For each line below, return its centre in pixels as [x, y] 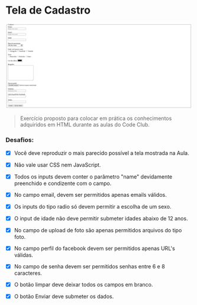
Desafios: [20, 140]
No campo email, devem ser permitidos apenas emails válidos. [90, 194]
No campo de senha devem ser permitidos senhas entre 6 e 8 [89, 267]
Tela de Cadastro [48, 10]
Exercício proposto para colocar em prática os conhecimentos [96, 118]
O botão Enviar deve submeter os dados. [64, 297]
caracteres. [28, 273]
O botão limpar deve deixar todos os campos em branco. [83, 285]
